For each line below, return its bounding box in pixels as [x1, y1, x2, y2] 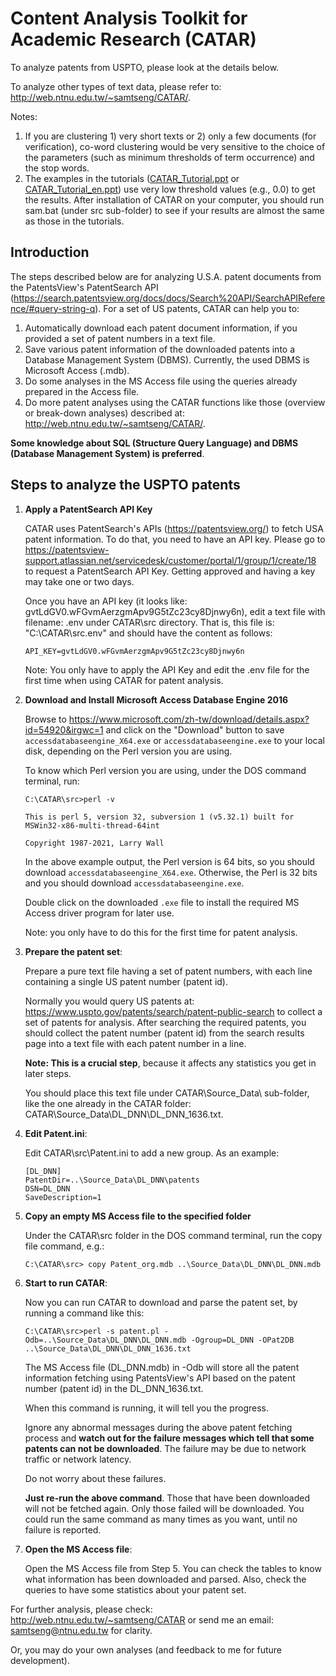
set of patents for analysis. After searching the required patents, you [24, 1016, 307, 1028]
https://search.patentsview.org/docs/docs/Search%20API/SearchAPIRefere [13, 292, 326, 304]
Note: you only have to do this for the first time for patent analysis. [24, 926, 298, 938]
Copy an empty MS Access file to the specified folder [24, 1210, 252, 1222]
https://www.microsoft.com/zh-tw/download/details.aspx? [68, 713, 310, 725]
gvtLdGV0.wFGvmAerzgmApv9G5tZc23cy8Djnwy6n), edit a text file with [24, 605, 326, 617]
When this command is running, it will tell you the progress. [24, 1402, 269, 1414]
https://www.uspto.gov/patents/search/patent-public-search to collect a [24, 1005, 323, 1017]
